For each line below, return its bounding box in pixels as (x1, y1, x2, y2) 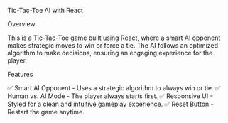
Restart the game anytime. (7, 108, 85, 116)
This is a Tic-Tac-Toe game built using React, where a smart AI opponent (7, 33, 221, 42)
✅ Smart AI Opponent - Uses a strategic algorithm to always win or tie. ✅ (7, 84, 221, 92)
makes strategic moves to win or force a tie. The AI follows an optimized (7, 41, 219, 49)
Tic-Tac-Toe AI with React (7, 6, 84, 14)
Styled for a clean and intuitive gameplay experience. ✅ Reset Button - (7, 100, 215, 108)
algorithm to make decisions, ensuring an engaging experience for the (7, 49, 213, 57)
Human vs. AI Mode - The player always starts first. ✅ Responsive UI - (7, 92, 213, 100)
